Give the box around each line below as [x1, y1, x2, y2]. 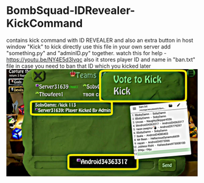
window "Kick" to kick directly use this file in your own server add [6, 43, 171, 50]
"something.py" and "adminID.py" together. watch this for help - [6, 49, 167, 56]
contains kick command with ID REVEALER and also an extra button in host [6, 36, 194, 44]
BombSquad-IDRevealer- [6, 4, 135, 18]
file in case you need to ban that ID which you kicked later [6, 62, 151, 70]
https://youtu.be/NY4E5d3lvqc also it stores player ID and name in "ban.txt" [6, 56, 195, 63]
